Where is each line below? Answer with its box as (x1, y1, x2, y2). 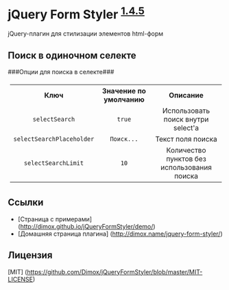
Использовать (162, 106, 210, 115)
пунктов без (166, 154, 206, 164)
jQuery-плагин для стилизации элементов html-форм (8, 30, 164, 38)
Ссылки (8, 197, 44, 208)
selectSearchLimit (23, 159, 84, 167)
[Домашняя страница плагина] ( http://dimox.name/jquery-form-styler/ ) (17, 230, 224, 238)
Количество (166, 146, 206, 155)
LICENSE (8, 275, 34, 283)
